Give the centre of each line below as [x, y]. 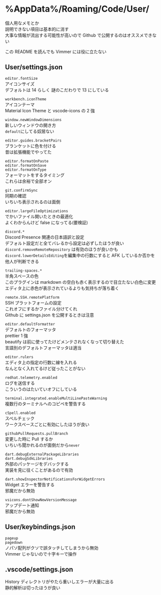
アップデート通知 [22, 505]
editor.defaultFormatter [30, 324]
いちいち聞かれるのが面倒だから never [42, 445]
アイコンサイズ [20, 84]
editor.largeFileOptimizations [37, 211]
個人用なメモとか [22, 23]
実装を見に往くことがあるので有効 [39, 470]
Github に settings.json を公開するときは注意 [50, 315]
